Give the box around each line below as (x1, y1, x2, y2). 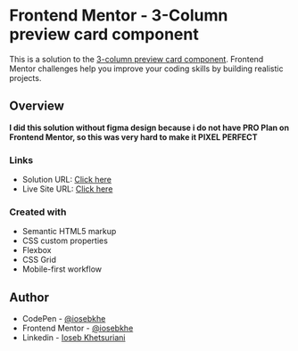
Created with (9, 206, 67, 218)
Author (9, 290, 49, 305)
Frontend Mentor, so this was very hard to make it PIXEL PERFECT (9, 131, 258, 143)
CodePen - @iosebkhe (21, 314, 106, 324)
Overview (9, 99, 65, 114)
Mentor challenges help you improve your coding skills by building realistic (9, 63, 284, 74)
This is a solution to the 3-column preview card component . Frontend (9, 53, 264, 64)
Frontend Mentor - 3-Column (9, 5, 228, 26)
